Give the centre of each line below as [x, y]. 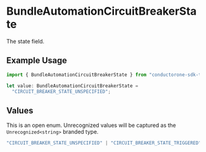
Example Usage [37, 60]
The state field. [25, 41]
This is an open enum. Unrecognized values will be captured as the [91, 125]
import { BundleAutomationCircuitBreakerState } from [77, 75]
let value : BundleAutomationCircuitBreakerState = [72, 86]
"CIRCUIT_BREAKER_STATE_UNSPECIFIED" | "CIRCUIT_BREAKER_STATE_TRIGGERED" [104, 143]
